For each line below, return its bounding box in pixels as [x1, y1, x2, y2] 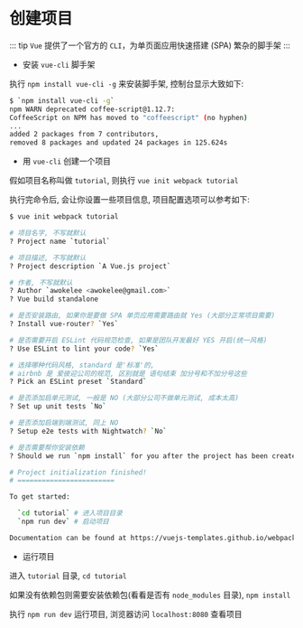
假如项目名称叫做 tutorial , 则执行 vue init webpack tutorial [9, 175, 239, 186]
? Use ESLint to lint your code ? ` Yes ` [9, 344, 160, 353]
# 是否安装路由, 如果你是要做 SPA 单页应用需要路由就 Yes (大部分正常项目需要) [9, 311, 276, 321]
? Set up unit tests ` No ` [9, 402, 106, 411]
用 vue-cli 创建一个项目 [22, 155, 111, 167]
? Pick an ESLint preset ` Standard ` [9, 377, 147, 387]
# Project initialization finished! [9, 467, 147, 477]
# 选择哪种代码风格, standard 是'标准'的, [9, 361, 155, 370]
